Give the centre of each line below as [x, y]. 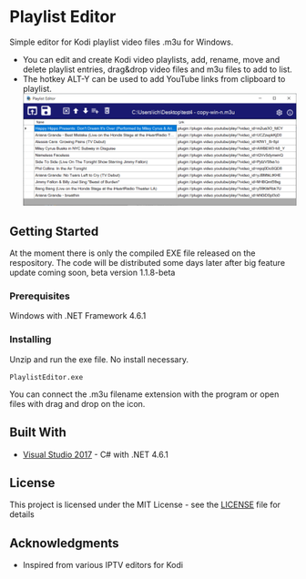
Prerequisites [40, 296]
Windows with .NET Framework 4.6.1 [78, 316]
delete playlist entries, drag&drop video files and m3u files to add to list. [158, 69]
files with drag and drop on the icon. [77, 403]
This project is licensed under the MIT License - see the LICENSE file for [145, 505]
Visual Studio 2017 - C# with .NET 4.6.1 [95, 454]
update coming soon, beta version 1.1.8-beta [92, 273]
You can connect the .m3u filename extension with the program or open [144, 394]
